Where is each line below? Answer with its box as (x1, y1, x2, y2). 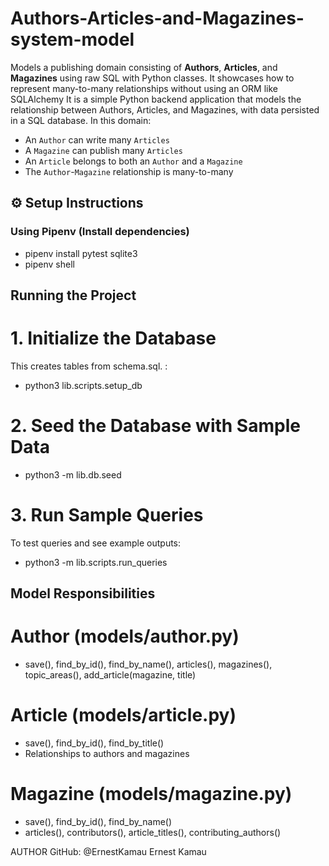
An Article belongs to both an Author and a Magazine (24, 155, 243, 167)
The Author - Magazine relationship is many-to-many (24, 165, 234, 177)
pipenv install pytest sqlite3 (24, 247, 138, 259)
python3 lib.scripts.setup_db (24, 379, 143, 391)
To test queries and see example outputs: (10, 537, 182, 549)
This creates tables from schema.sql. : (10, 360, 168, 372)
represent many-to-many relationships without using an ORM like (10, 82, 279, 94)
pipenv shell (24, 258, 75, 270)
